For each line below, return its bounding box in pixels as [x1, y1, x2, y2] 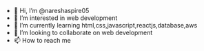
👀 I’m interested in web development [13, 14, 118, 22]
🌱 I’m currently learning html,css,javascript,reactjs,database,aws [13, 21, 198, 29]
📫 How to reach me [13, 37, 71, 44]
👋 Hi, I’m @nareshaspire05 [13, 7, 90, 14]
